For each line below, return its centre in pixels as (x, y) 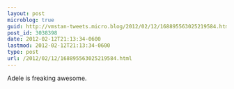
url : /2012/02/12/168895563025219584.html (70, 59)
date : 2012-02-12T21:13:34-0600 (54, 39)
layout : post (26, 13)
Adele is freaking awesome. (47, 78)
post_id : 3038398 (32, 33)
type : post (23, 52)
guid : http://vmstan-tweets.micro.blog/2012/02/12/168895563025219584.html (119, 26)
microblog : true (31, 20)
